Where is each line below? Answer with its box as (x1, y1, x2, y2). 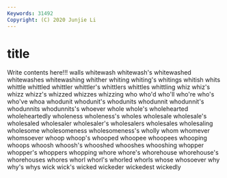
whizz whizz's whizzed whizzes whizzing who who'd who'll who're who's (7, 90, 215, 99)
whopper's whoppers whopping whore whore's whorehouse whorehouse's (7, 149, 219, 157)
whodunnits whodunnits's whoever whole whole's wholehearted (7, 105, 189, 113)
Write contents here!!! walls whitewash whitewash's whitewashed (7, 68, 191, 77)
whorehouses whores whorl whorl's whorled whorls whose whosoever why (7, 155, 220, 164)
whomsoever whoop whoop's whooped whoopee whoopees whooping (7, 134, 207, 142)
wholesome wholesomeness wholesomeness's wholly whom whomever (7, 127, 210, 135)
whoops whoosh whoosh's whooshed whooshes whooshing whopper (7, 141, 204, 149)
